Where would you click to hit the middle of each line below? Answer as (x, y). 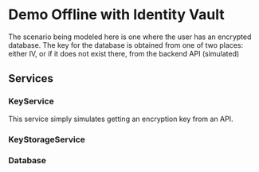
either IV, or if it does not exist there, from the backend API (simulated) (124, 53)
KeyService (31, 101)
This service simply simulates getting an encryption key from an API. (121, 119)
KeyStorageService (47, 139)
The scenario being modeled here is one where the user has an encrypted (130, 37)
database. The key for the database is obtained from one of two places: (126, 45)
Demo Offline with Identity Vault (116, 15)
